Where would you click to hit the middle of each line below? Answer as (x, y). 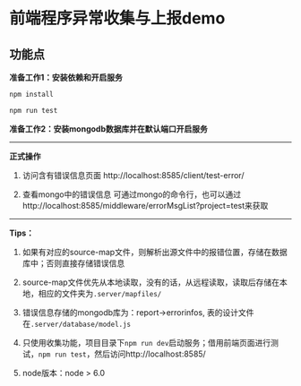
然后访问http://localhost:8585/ (150, 354)
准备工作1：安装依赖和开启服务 (66, 77)
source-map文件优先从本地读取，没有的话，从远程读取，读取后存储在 (151, 282)
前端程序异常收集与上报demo (117, 18)
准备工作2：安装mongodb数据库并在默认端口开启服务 (108, 129)
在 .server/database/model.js (77, 323)
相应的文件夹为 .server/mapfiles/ (100, 293)
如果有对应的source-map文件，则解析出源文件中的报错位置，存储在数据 (155, 252)
